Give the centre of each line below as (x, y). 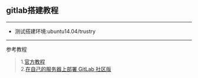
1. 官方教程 (33, 62)
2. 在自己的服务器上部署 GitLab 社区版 (66, 69)
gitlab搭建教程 (32, 11)
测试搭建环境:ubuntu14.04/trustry (55, 31)
